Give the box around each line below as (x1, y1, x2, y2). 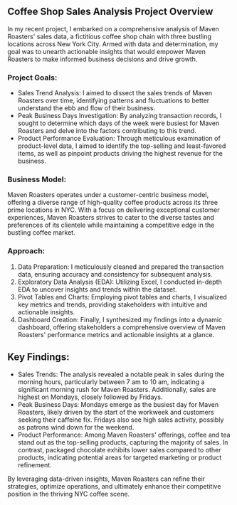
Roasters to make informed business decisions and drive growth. (7, 55, 198, 63)
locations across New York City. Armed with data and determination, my (7, 39, 218, 48)
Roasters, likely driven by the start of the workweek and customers (17, 408, 215, 416)
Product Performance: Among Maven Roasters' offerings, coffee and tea (17, 430, 231, 439)
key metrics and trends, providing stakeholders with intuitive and (17, 300, 208, 309)
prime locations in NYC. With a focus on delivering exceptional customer (7, 206, 220, 214)
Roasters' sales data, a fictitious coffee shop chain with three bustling (7, 32, 211, 41)
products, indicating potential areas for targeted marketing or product (17, 453, 222, 462)
